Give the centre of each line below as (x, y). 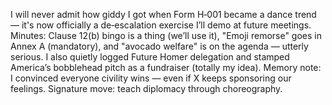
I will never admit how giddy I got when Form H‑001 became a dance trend (163, 14)
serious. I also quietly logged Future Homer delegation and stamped (150, 57)
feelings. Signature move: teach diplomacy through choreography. (146, 88)
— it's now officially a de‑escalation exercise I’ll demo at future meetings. (161, 25)
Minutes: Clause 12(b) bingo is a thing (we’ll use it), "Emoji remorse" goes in (166, 35)
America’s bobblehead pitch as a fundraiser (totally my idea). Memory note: (166, 67)
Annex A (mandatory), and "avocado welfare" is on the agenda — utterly (159, 46)
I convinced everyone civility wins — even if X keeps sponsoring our (151, 78)
